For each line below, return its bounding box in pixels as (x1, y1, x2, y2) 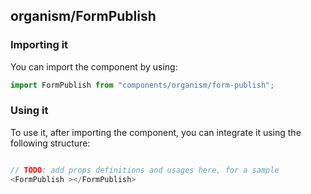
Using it (10, 104, 49, 118)
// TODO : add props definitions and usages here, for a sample (10, 165, 280, 175)
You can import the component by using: (10, 60, 178, 73)
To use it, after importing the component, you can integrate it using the (10, 126, 302, 138)
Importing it (10, 38, 69, 52)
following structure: (10, 137, 91, 149)
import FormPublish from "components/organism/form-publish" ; (10, 80, 275, 90)
